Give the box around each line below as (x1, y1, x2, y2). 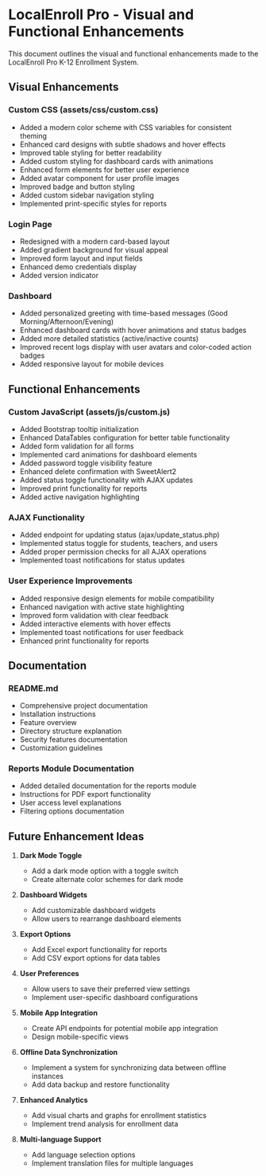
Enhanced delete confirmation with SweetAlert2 (19, 466, 177, 476)
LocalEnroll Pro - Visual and (8, 6, 195, 24)
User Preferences (19, 969, 79, 978)
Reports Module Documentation (8, 763, 135, 774)
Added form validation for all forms (19, 441, 134, 451)
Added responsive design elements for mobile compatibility (19, 594, 215, 603)
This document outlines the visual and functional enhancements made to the (8, 49, 259, 58)
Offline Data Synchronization (19, 1048, 118, 1057)
